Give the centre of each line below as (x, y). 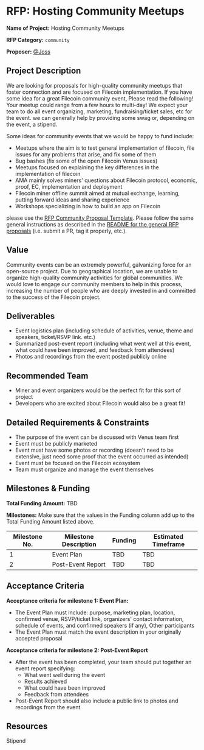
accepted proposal (39, 638)
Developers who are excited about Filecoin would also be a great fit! (100, 404)
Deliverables (31, 316)
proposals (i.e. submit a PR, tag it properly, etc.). (67, 231)
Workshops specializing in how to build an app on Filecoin (88, 206)
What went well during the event (65, 675)
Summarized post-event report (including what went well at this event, (103, 344)
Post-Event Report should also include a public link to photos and (97, 701)
